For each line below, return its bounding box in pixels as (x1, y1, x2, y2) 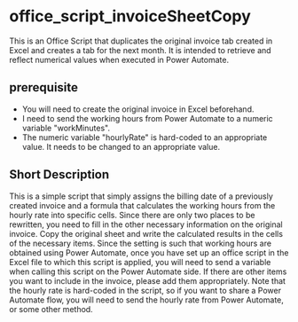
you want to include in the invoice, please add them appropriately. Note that (9, 275, 286, 286)
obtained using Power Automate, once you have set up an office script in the (9, 247, 289, 258)
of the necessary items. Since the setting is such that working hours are (9, 238, 272, 248)
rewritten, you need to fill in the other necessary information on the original (9, 219, 283, 230)
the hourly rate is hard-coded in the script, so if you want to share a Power (9, 285, 282, 295)
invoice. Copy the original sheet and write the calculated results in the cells (9, 228, 284, 239)
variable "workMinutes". (21, 122, 111, 133)
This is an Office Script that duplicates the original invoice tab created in (9, 35, 273, 46)
